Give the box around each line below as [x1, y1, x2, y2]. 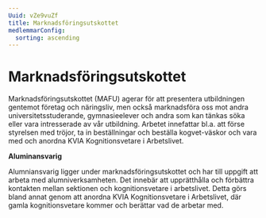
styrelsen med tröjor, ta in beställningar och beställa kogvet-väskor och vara [8, 128, 257, 137]
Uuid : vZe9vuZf [8, 11, 59, 20]
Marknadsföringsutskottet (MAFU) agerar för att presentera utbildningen [8, 94, 245, 104]
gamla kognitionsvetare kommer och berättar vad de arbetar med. [8, 201, 224, 210]
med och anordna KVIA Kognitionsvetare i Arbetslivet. [8, 136, 184, 146]
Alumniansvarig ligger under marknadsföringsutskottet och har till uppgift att [8, 167, 259, 177]
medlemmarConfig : [8, 26, 66, 34]
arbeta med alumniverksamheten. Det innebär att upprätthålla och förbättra [8, 175, 254, 185]
